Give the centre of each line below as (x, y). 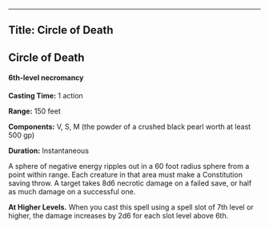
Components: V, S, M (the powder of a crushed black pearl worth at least (130, 126)
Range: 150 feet (35, 111)
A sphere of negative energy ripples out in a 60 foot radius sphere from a (129, 166)
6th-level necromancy (46, 78)
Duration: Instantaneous (49, 150)
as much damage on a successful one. (72, 191)
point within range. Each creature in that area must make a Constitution (125, 174)
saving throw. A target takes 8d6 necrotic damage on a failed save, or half (130, 183)
